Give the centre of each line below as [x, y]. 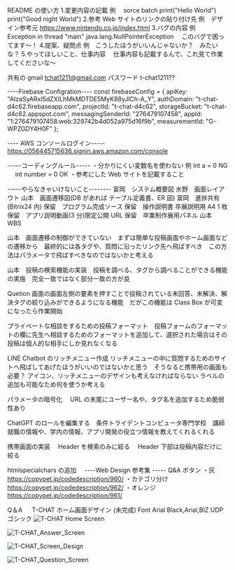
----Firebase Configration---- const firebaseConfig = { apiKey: [98, 92]
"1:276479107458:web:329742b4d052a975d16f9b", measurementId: [106, 121]
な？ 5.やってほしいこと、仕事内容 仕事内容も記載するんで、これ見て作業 [115, 54]
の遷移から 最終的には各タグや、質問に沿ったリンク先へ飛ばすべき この [114, 246]
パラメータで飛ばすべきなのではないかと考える [86, 255]
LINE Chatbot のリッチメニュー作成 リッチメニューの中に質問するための [111, 358]
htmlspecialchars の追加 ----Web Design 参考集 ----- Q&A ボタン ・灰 [111, 470]
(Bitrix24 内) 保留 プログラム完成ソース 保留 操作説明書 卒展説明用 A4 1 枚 [117, 206]
